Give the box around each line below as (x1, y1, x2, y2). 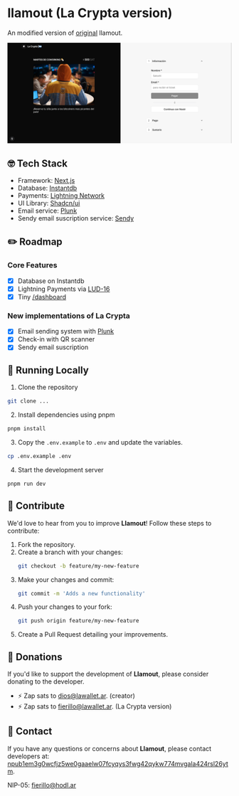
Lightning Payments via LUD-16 (17, 285, 110, 293)
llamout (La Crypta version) (7, 5, 173, 21)
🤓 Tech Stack (7, 157, 68, 169)
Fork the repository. (17, 540, 76, 548)
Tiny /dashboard (17, 292, 66, 301)
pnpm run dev (7, 480, 46, 487)
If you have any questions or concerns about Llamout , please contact (7, 744, 212, 753)
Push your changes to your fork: (17, 603, 112, 611)
